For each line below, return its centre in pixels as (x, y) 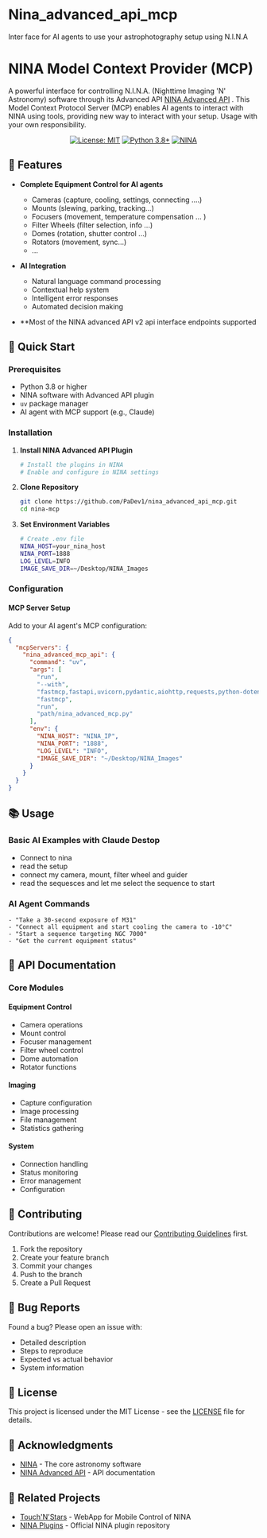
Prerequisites (35, 369)
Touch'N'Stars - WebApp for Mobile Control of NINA (105, 1517)
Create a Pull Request (55, 1283)
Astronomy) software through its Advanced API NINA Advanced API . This (129, 99)
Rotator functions (48, 1066)
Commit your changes (56, 1265)
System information (52, 1367)
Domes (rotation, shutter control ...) (89, 233)
